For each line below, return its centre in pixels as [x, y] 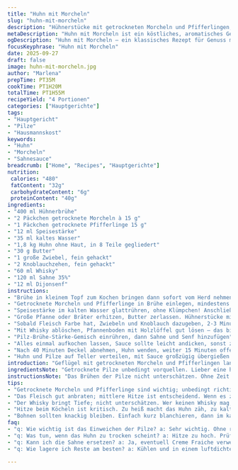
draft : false [27, 60]
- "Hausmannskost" [34, 133]
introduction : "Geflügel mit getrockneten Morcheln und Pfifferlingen [114, 363]
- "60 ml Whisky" [33, 271]
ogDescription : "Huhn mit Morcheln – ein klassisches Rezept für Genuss [117, 40]
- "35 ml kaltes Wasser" [44, 238]
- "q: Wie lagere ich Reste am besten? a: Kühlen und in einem [103, 449]
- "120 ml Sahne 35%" [39, 277]
